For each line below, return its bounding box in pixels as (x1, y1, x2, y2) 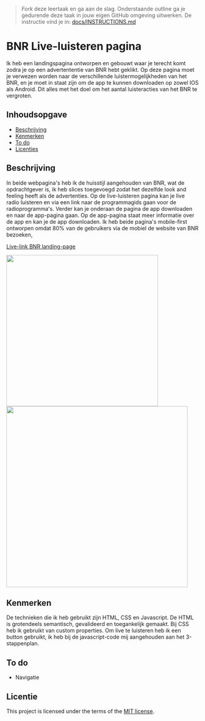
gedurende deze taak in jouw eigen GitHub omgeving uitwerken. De (21, 12, 192, 19)
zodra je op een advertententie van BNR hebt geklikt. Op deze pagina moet (6, 66, 195, 73)
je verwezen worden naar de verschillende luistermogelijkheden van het (6, 73, 187, 80)
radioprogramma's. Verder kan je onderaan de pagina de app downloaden (6, 205, 193, 212)
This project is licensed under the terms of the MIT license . (6, 708, 154, 715)
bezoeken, (6, 231, 33, 238)
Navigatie (15, 673, 40, 681)
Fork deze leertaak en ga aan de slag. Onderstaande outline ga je (21, 5, 185, 12)
